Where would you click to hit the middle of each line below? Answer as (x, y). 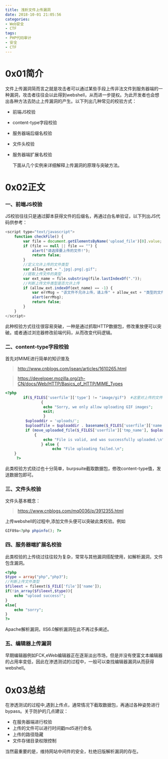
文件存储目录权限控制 (34, 741)
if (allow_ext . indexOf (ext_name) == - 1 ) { (68, 288)
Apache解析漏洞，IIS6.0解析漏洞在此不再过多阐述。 (58, 629)
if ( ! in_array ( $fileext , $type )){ (39, 591)
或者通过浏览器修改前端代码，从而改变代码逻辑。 (64, 333)
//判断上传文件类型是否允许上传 (51, 283)
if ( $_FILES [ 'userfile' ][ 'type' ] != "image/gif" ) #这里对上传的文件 (93, 397)
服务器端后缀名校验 (32, 133)
